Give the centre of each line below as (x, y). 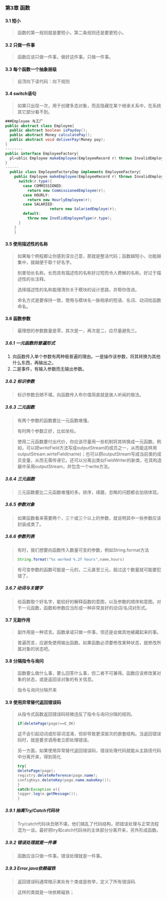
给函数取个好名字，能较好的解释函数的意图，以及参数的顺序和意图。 (87, 601)
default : (32, 214)
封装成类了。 (30, 524)
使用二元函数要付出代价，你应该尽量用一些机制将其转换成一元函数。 (87, 442)
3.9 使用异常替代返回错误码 (33, 702)
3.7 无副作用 (18, 620)
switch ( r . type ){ (35, 181)
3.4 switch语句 (21, 93)
